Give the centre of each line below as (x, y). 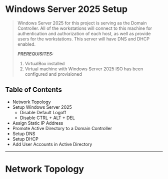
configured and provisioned (53, 74)
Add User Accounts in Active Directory (52, 144)
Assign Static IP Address (38, 123)
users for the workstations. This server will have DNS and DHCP (83, 39)
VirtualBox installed (45, 63)
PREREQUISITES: (35, 54)
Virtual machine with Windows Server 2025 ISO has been (84, 69)
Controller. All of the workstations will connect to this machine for (85, 28)
